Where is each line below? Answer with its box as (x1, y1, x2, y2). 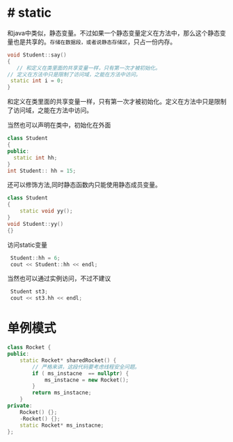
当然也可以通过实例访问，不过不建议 (7, 274, 111, 283)
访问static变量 (7, 241, 47, 249)
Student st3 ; (10, 288, 49, 296)
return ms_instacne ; (32, 389, 92, 397)
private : (7, 402, 33, 409)
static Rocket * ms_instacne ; (19, 422, 104, 429)
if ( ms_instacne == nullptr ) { (32, 369, 129, 377)
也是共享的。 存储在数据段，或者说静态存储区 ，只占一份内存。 (13, 37, 177, 46)
